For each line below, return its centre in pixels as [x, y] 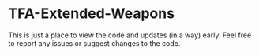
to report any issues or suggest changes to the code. [94, 43]
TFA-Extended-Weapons [92, 14]
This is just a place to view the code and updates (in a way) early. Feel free [130, 35]
